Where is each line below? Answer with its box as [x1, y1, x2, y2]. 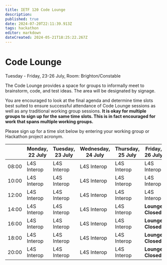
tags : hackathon [5, 26, 39, 31]
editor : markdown [5, 30, 41, 35]
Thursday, [115, 145, 140, 152]
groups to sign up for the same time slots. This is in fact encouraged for [5, 113, 156, 119]
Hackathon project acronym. [5, 133, 64, 139]
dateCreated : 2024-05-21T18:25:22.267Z [5, 35, 88, 40]
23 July [54, 151, 74, 158]
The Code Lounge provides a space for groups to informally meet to [5, 83, 145, 88]
